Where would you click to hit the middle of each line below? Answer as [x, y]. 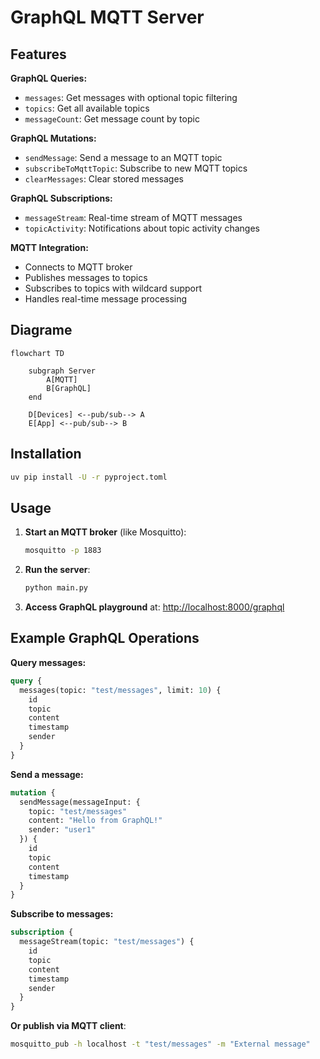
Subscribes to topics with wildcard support [113, 288]
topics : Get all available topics [87, 108]
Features [38, 54]
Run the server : [57, 570]
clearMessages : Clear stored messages [104, 179]
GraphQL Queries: [49, 78]
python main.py [56, 588]
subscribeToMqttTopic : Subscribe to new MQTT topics [136, 168]
